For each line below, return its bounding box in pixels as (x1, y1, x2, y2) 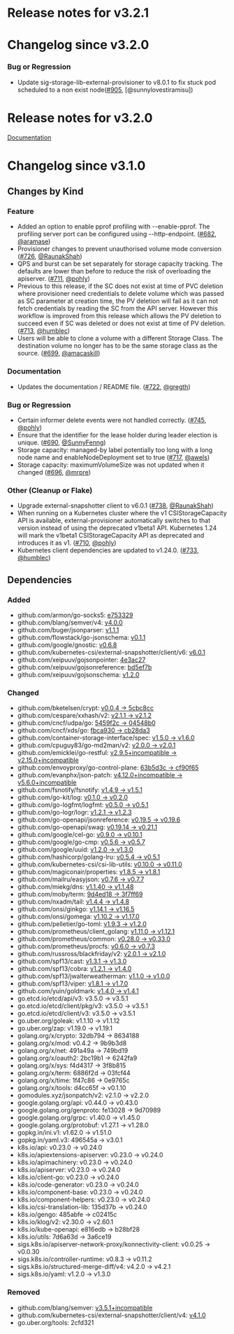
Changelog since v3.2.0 (7, 37, 149, 53)
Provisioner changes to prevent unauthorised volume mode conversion (17, 245, 222, 253)
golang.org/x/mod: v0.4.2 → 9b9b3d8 (17, 1039, 127, 1047)
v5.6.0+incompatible (17, 778, 77, 787)
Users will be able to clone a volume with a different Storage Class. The (17, 334, 224, 343)
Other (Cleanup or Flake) (7, 486, 93, 495)
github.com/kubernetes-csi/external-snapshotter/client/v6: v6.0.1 (17, 648, 206, 657)
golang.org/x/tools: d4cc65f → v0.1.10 (17, 1084, 126, 1092)
